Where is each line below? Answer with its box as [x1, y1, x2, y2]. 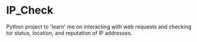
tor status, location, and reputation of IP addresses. [6, 29, 133, 36]
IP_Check [6, 4, 54, 17]
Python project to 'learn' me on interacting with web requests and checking [6, 23, 192, 30]
